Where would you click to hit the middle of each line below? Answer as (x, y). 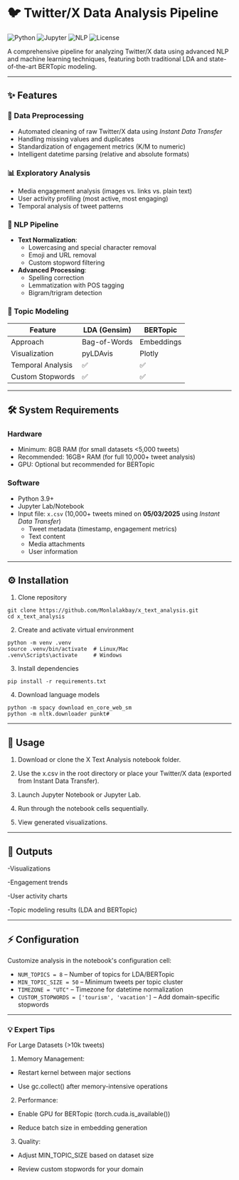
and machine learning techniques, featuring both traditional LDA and (107, 59)
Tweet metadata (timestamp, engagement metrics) (102, 528)
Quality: (29, 1142)
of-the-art (22, 66)
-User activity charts (37, 895)
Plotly (149, 354)
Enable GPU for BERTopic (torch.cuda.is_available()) (94, 1114)
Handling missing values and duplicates (76, 139)
